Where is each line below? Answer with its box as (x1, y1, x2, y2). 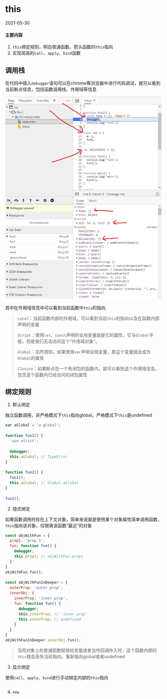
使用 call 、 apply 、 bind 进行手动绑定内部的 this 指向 (5, 674, 108, 681)
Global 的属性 (17, 355, 44, 361)
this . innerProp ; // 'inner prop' (18, 612, 88, 617)
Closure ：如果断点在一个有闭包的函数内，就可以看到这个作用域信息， (17, 365, 160, 371)
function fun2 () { (5, 470, 43, 475)
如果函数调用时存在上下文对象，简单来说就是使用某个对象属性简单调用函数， (5, 516, 162, 522)
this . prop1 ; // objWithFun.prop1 (14, 554, 83, 559)
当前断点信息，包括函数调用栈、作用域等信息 (5, 86, 97, 92)
